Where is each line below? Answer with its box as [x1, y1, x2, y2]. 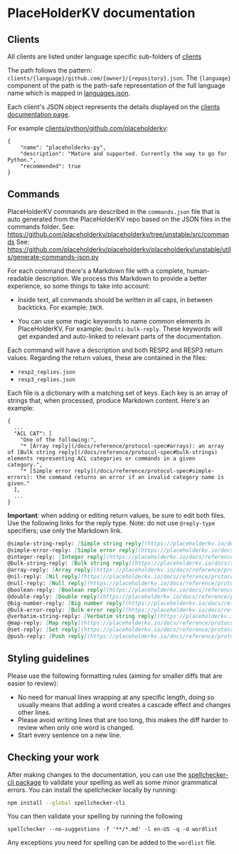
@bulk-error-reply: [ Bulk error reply [7, 606, 122, 614]
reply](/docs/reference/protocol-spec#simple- [74, 467, 215, 475]
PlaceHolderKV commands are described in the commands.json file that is [7, 207, 221, 215]
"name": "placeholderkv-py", [20, 144, 107, 151]
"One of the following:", [20, 436, 97, 443]
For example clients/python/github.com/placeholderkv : [7, 124, 169, 133]
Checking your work [7, 751, 100, 763]
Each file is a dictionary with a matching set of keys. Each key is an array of [7, 389, 228, 397]
